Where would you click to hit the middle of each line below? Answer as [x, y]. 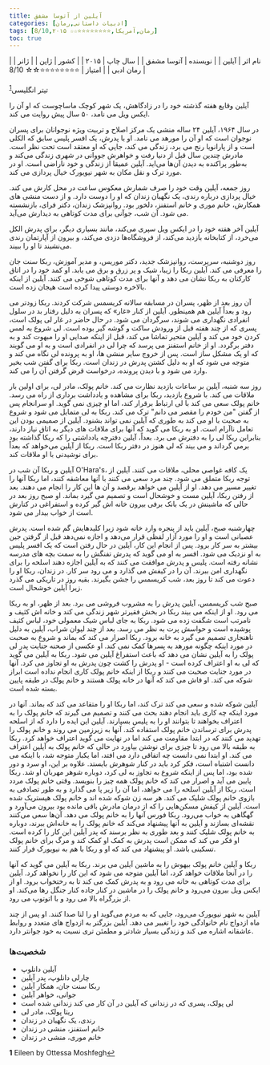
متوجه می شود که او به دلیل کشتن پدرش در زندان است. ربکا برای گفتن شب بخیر [129, 362]
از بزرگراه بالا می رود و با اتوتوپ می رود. [70, 898]
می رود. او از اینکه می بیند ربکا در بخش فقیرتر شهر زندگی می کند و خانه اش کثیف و [134, 611]
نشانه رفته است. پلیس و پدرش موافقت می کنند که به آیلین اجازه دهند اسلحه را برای [134, 561]
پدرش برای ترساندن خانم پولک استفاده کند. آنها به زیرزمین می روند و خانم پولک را [130, 729]
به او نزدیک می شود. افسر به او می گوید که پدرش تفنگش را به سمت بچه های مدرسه [135, 553]
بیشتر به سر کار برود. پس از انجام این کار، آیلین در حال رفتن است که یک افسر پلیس [134, 545]
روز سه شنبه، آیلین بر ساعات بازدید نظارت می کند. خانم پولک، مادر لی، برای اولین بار [135, 386]
